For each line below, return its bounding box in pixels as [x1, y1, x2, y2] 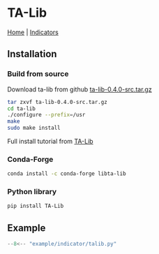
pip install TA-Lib [7, 202, 64, 210]
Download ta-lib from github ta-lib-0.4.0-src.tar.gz [7, 85, 152, 94]
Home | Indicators [7, 28, 59, 36]
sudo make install [7, 124, 61, 132]
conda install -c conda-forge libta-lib [7, 170, 127, 177]
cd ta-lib [7, 105, 36, 112]
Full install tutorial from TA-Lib [7, 137, 93, 145]
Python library [7, 187, 57, 197]
